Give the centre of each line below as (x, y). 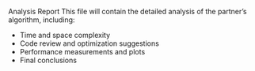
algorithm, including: (42, 20)
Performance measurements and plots (82, 52)
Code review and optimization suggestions (89, 43)
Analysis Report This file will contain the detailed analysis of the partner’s (127, 11)
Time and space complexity (65, 35)
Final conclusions (48, 60)
